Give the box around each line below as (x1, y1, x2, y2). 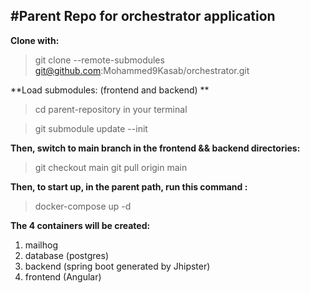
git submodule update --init (34, 122, 148, 134)
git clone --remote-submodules (34, 54, 165, 66)
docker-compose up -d (34, 200, 132, 212)
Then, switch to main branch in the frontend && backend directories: (10, 142, 301, 154)
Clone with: (10, 34, 60, 46)
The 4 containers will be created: (10, 219, 151, 231)
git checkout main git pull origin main (34, 161, 188, 173)
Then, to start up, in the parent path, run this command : (10, 180, 248, 193)
